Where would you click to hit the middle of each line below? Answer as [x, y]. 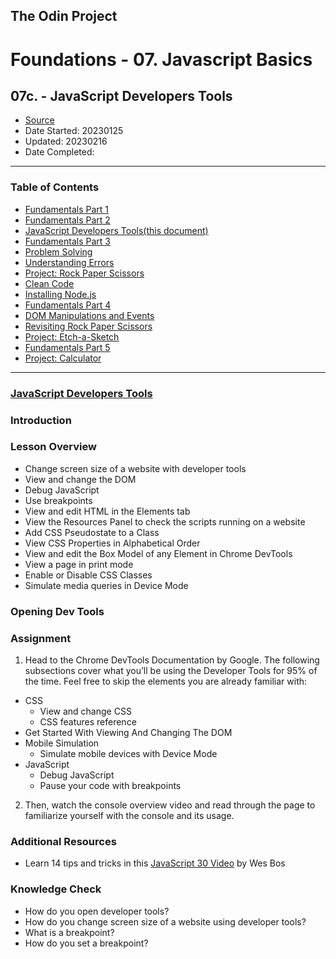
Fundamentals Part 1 [67, 209]
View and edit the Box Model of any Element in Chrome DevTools [158, 553]
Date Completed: [59, 152]
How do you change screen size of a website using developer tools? [165, 921]
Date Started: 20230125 [74, 131]
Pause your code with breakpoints [110, 786]
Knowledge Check [56, 889]
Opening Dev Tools [57, 611]
